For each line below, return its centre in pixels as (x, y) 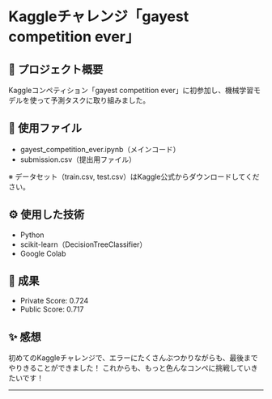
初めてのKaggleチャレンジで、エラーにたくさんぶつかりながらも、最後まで (133, 358)
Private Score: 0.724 (54, 301)
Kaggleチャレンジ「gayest (99, 17)
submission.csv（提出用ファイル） (78, 159)
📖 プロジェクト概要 (56, 69)
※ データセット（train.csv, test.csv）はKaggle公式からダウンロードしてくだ (134, 176)
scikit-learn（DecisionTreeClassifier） (83, 244)
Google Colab (43, 253)
